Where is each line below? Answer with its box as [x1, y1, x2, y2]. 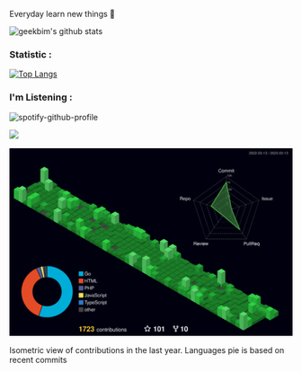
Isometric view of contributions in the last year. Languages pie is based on [9, 344, 285, 355]
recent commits [9, 354, 67, 365]
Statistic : [9, 48, 52, 60]
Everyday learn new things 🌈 [9, 9, 115, 19]
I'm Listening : [9, 91, 73, 103]
